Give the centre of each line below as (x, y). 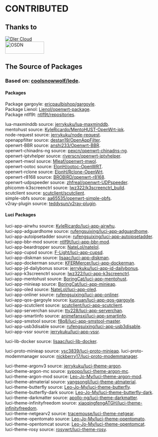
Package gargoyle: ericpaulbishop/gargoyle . (50, 104)
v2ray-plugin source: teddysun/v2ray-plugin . (51, 203)
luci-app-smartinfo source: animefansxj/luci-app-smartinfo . (66, 316)
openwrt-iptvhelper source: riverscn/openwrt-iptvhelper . (63, 156)
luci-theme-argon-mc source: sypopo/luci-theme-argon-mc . (67, 371)
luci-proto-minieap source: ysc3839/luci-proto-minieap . (63, 351)
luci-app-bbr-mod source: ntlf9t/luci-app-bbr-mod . (58, 241)
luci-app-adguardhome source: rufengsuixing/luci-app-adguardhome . (77, 231)
